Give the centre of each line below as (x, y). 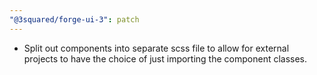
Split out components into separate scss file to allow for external (156, 48)
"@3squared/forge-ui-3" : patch (74, 19)
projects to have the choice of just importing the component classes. (165, 58)
